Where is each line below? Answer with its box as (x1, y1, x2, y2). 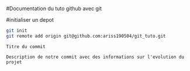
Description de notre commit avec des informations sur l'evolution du (6, 54, 184, 60)
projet (6, 59, 22, 65)
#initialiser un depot (6, 16, 54, 23)
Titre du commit (6, 43, 46, 49)
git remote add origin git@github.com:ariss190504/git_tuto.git (6, 33, 166, 39)
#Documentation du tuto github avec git (6, 5, 102, 12)
